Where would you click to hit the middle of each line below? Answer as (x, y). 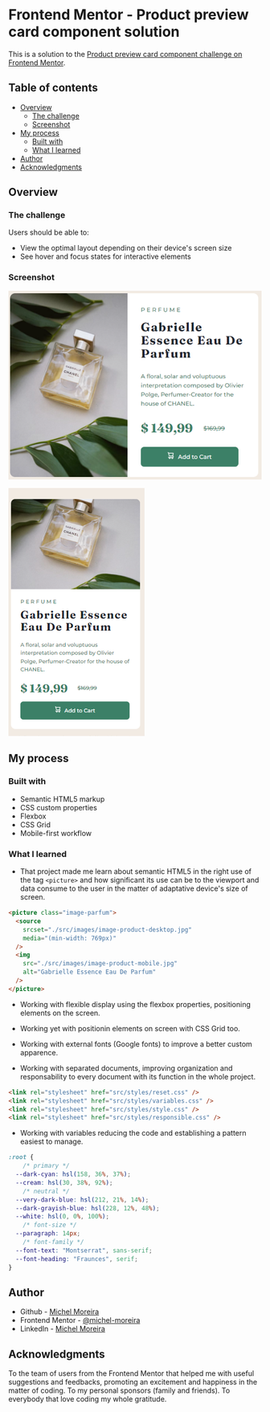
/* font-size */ (50, 1225)
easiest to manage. (51, 1141)
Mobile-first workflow (56, 833)
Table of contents (53, 88)
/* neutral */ (46, 1191)
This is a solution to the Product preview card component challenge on (125, 54)
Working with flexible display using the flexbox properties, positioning (135, 1004)
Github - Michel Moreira (59, 1312)
